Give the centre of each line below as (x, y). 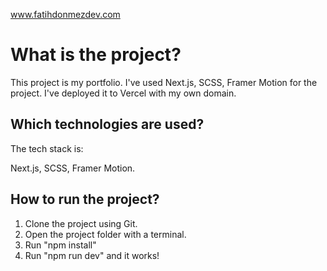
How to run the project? (85, 199)
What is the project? (96, 55)
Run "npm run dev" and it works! (92, 255)
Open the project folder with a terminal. (105, 234)
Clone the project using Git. (81, 223)
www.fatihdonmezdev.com (65, 14)
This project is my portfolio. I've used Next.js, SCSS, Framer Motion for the (164, 82)
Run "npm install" (60, 245)
